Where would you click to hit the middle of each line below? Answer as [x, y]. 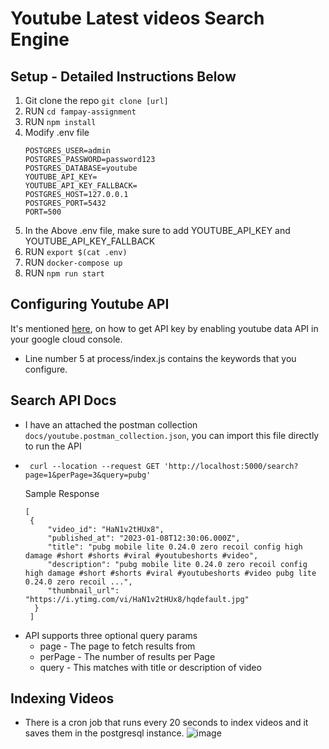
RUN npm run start [64, 273]
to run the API [53, 446]
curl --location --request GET [94, 466]
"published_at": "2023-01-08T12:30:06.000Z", [144, 538]
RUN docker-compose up [73, 262]
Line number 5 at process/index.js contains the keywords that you [160, 358]
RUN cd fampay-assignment [80, 111]
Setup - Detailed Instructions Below [123, 76]
